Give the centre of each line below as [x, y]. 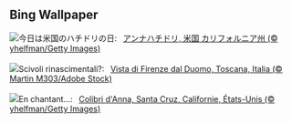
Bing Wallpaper [54, 15]
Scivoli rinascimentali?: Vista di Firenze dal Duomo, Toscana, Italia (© [151, 68]
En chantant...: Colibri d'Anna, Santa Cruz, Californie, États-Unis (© [147, 98]
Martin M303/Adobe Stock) [61, 78]
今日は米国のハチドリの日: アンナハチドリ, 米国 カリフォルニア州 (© [148, 38]
